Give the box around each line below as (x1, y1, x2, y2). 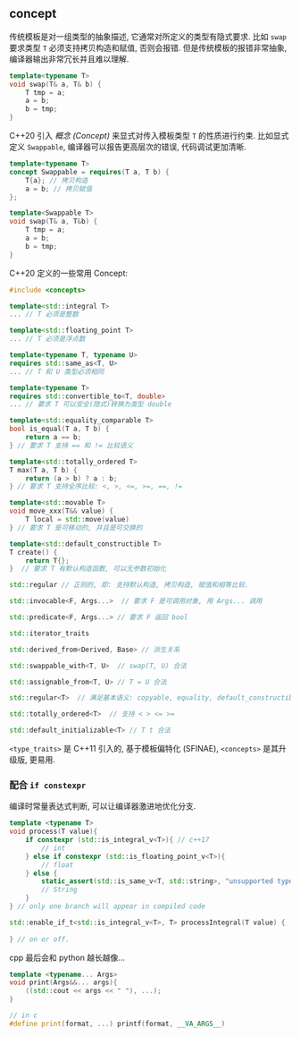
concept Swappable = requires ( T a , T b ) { (9, 167, 170, 176)
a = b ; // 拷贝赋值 (25, 184, 92, 193)
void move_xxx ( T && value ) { (9, 506, 114, 516)
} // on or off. (9, 934, 70, 944)
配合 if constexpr (9, 778, 87, 791)
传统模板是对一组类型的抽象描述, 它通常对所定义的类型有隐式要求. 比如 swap (9, 30, 287, 42)
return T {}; (25, 556, 70, 565)
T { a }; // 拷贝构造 (25, 175, 88, 185)
